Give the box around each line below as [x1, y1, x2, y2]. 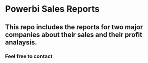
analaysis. [5, 38, 37, 46]
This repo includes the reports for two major [5, 23, 144, 31]
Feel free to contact [5, 53, 53, 60]
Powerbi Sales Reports [5, 3, 100, 15]
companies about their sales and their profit [5, 30, 143, 39]
